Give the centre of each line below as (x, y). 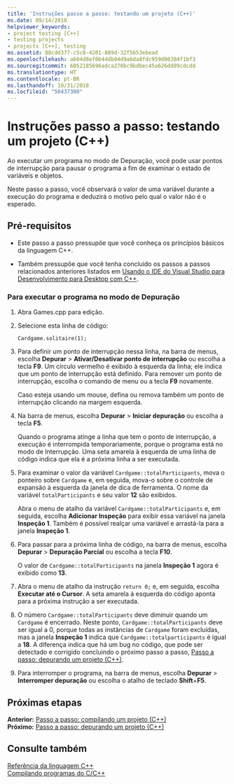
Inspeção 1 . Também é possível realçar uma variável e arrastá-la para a (121, 524)
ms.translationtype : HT (42, 72)
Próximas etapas (44, 702)
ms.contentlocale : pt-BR (43, 79)
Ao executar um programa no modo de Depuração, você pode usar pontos (115, 161)
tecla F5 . (30, 423)
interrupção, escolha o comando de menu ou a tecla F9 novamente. (115, 381)
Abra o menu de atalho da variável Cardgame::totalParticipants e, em (119, 509)
